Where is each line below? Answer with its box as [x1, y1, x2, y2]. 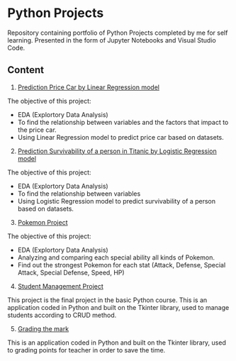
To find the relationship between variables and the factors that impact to [17, 118, 229, 126]
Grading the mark [17, 324, 69, 333]
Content [7, 64, 45, 76]
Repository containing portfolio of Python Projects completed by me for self [7, 28, 228, 37]
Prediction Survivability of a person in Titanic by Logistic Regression [17, 147, 218, 155]
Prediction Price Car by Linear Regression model [17, 83, 159, 91]
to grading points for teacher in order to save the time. [7, 345, 166, 354]
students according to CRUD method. [7, 311, 117, 319]
